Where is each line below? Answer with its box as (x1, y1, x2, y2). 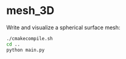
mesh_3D (6, 4, 55, 18)
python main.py (6, 47, 45, 53)
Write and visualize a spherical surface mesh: (6, 24, 121, 31)
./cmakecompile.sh (6, 35, 53, 41)
